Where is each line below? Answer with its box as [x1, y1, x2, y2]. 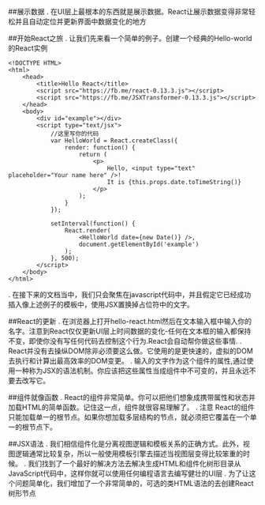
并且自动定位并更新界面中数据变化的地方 [14, 17, 147, 26]
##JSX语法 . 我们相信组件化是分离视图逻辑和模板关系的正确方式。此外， [8, 439, 244, 448]
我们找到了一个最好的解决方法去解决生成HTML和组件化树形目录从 [27, 459, 241, 468]
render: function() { [64, 144, 136, 152]
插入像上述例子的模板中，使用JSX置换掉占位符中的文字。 [8, 300, 195, 309]
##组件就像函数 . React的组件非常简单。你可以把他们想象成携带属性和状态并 [8, 393, 256, 401]
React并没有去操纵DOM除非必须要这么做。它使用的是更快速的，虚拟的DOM [8, 346, 254, 356]
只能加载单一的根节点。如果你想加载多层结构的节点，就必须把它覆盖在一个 [8, 413, 250, 421]
